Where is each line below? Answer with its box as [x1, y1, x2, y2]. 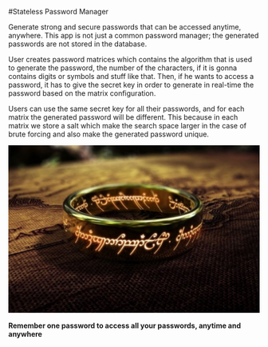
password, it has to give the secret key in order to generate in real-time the [8, 80, 254, 89]
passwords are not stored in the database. [8, 39, 148, 49]
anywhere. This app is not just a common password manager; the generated [8, 31, 259, 40]
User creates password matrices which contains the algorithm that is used [8, 55, 253, 64]
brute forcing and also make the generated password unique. [8, 129, 210, 139]
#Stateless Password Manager [8, 7, 109, 16]
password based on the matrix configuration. [8, 89, 156, 98]
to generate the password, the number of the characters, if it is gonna [8, 63, 238, 73]
